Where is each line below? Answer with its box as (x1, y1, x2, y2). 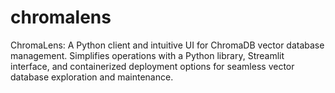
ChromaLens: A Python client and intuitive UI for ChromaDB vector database (10, 39, 325, 51)
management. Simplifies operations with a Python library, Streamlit (10, 49, 285, 61)
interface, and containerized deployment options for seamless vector (10, 60, 295, 72)
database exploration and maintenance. (10, 71, 174, 83)
